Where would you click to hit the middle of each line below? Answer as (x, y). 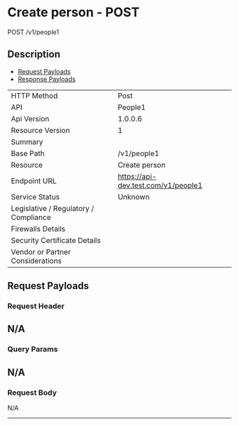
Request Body (32, 393)
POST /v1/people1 (33, 32)
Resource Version (41, 130)
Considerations (36, 261)
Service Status (36, 197)
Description (34, 54)
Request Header (36, 306)
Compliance (31, 217)
